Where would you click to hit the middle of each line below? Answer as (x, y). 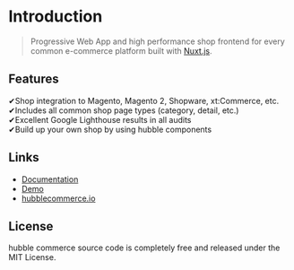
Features (34, 79)
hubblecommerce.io (58, 198)
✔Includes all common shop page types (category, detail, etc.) (124, 110)
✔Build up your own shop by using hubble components (110, 129)
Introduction (56, 17)
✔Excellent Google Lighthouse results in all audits (100, 119)
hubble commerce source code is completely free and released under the (144, 248)
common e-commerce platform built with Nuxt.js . (121, 50)
